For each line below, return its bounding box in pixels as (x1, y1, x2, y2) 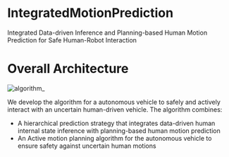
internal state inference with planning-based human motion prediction (17, 126, 221, 135)
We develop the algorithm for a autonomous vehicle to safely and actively (7, 98, 221, 106)
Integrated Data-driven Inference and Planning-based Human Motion (7, 28, 208, 37)
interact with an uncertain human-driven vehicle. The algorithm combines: (7, 105, 223, 114)
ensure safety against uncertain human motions (17, 141, 156, 150)
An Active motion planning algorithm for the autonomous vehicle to (17, 134, 212, 142)
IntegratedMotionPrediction (7, 5, 174, 21)
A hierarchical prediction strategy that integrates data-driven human (17, 119, 216, 127)
